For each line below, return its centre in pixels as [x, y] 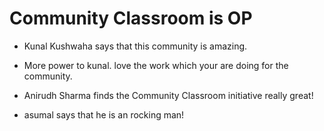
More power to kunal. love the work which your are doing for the [156, 65]
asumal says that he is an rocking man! [104, 114]
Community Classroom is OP [131, 18]
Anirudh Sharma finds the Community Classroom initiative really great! [168, 95]
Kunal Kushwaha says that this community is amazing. [135, 46]
